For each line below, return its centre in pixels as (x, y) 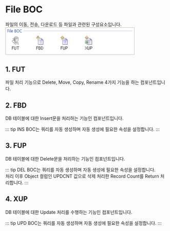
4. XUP (17, 199)
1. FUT (15, 69)
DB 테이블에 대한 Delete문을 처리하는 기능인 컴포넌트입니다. (65, 158)
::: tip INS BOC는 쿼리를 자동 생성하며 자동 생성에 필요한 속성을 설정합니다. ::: (83, 129)
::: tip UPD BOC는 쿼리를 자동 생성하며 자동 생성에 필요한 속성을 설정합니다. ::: (83, 223)
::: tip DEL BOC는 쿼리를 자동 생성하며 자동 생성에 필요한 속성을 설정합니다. (80, 170)
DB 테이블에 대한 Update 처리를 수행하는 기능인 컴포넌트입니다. (69, 212)
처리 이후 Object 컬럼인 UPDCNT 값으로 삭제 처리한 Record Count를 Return (82, 176)
